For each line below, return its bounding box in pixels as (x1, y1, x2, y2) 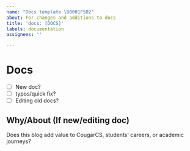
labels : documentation (6, 26, 64, 32)
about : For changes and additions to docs (6, 15, 116, 21)
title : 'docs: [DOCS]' (6, 20, 64, 26)
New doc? (15, 83, 41, 91)
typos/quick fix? (15, 90, 56, 97)
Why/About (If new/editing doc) (6, 115, 130, 125)
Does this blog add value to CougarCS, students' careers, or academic (6, 132, 185, 139)
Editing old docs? (15, 97, 59, 104)
